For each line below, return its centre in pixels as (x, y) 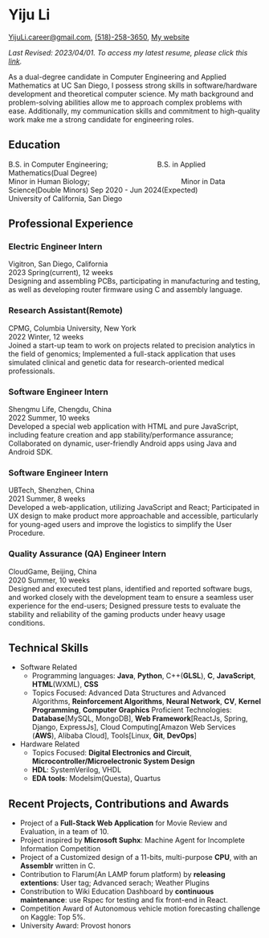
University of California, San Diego (65, 198)
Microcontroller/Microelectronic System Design (113, 761)
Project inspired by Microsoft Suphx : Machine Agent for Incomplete (132, 840)
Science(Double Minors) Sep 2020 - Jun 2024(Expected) (103, 190)
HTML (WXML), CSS (65, 685)
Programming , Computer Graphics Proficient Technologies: (132, 710)
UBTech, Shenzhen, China (51, 490)
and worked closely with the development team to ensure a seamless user (131, 597)
